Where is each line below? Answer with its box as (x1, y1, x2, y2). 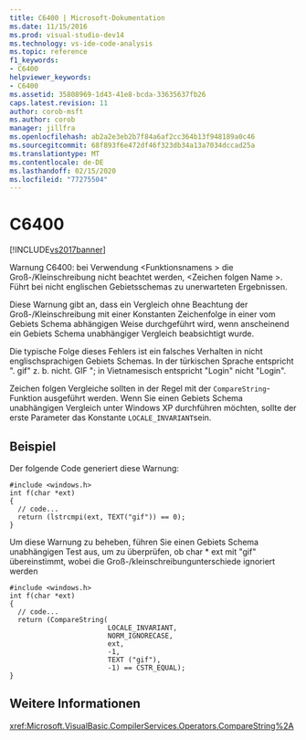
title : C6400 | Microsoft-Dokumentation (9, 13, 166, 23)
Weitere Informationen (9, 696, 142, 712)
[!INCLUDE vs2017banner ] (9, 244, 107, 256)
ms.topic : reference (9, 48, 89, 57)
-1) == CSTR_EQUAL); (107, 663, 185, 672)
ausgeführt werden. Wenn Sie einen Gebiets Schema (44, 393, 244, 404)
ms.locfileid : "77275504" (9, 174, 108, 184)
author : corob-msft (9, 107, 84, 116)
